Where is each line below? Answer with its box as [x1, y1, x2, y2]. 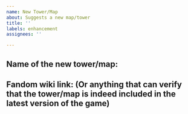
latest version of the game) [6, 98, 110, 109]
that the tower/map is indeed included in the [6, 89, 177, 99]
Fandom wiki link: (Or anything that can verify [6, 79, 183, 89]
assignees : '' [6, 31, 42, 37]
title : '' [6, 20, 31, 26]
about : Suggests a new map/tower [6, 14, 91, 21]
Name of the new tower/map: [6, 59, 118, 69]
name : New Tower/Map [6, 8, 59, 15]
